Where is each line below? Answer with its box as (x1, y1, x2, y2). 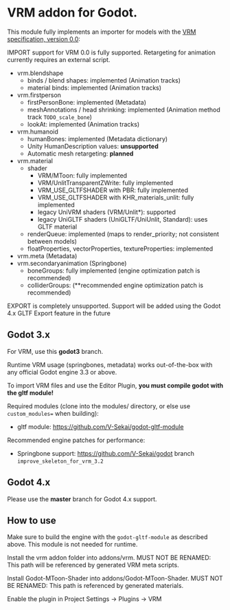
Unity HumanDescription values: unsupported (27, 142, 159, 150)
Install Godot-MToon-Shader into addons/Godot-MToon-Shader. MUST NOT (7, 574, 223, 582)
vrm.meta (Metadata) (16, 251, 78, 260)
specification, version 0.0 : (7, 34, 81, 43)
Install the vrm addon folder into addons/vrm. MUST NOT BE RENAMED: (7, 554, 211, 562)
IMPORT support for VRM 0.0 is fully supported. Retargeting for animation (7, 48, 216, 56)
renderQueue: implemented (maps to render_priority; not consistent (27, 229, 220, 238)
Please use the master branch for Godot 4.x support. (7, 494, 157, 503)
